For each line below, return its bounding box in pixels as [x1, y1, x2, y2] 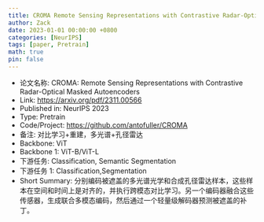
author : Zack [8, 19, 51, 27]
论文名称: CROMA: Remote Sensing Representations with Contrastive [19, 78, 244, 87]
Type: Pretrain [19, 112, 66, 121]
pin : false [8, 56, 44, 64]
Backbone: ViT [19, 139, 68, 148]
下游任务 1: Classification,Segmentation [19, 166, 147, 176]
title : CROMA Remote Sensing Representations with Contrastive [8, 11, 220, 20]
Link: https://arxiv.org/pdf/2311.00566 [19, 95, 142, 105]
